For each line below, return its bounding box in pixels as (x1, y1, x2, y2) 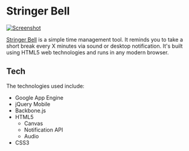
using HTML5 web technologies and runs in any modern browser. (6, 48, 169, 56)
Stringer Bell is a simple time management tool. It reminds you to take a (6, 36, 183, 43)
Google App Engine (14, 94, 63, 101)
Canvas (24, 120, 43, 127)
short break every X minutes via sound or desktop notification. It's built (6, 42, 183, 50)
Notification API (24, 126, 63, 133)
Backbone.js (14, 107, 46, 114)
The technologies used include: (6, 82, 85, 89)
